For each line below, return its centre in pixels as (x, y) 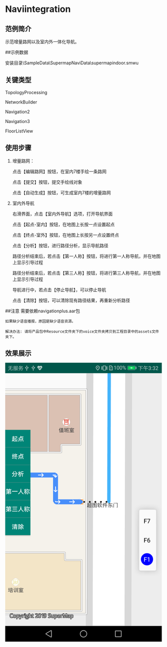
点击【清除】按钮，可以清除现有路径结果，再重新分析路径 (71, 300)
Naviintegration (38, 9)
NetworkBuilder (21, 102)
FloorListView (19, 131)
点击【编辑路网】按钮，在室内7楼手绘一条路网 (59, 171)
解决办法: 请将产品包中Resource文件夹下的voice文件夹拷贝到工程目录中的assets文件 (82, 331)
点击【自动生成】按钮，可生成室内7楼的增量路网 (61, 192)
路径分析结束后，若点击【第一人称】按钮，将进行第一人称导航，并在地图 (86, 256)
